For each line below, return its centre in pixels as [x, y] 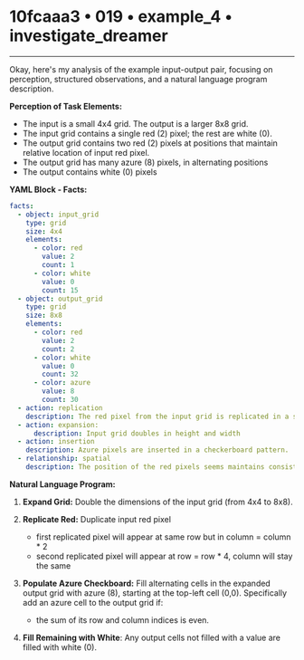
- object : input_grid [58, 215]
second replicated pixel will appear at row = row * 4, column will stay [164, 556]
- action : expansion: [58, 425]
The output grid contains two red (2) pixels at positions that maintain [150, 143]
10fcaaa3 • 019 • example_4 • [121, 17]
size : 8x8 [44, 316]
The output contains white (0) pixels [90, 172]
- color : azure [62, 383]
